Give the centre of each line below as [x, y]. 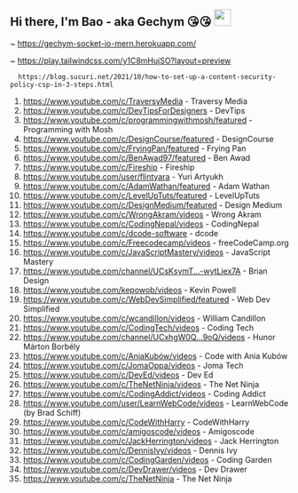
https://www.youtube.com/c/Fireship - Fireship [109, 167]
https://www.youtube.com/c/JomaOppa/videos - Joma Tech [133, 365]
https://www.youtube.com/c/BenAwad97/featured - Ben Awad [137, 157]
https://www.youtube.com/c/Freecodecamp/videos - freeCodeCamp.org [156, 243]
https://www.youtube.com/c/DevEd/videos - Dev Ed [118, 375]
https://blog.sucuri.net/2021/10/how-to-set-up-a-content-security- [147, 76]
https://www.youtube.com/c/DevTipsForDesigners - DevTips [134, 110]
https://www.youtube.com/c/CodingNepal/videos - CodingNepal [141, 224]
